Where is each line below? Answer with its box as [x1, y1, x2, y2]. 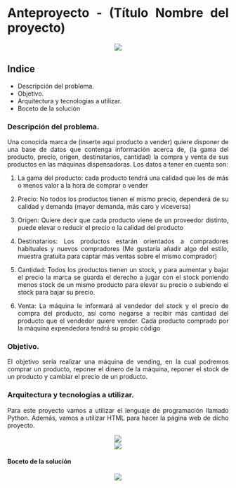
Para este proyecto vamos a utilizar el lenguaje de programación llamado [7, 406, 229, 414]
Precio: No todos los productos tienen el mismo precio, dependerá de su [17, 195, 229, 203]
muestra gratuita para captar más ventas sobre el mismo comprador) [17, 252, 218, 261]
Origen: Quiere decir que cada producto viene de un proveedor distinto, [17, 216, 229, 224]
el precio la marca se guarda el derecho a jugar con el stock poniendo [17, 273, 229, 282]
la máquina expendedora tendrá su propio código [17, 324, 161, 333]
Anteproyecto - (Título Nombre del [7, 5, 229, 21]
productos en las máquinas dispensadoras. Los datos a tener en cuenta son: [7, 160, 228, 169]
